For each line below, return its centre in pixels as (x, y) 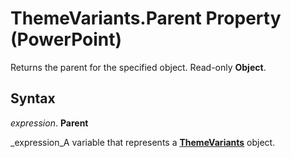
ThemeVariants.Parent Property (146, 18)
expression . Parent (49, 123)
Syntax (33, 98)
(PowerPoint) (66, 39)
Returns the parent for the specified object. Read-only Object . (138, 67)
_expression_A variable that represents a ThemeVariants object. (143, 142)
